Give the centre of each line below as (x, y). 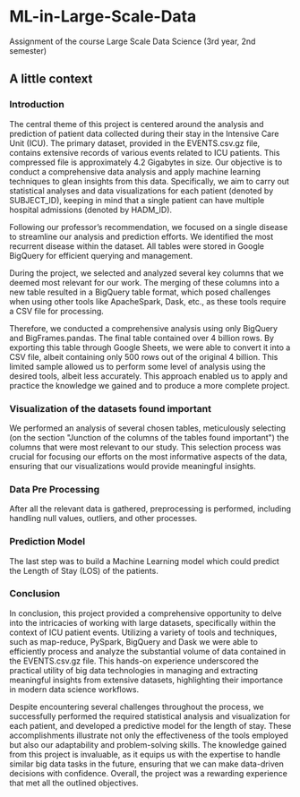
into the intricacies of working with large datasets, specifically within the (142, 622)
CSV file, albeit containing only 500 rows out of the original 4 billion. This (144, 356)
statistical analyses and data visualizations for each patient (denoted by (141, 191)
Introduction (37, 105)
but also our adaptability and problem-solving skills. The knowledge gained (148, 744)
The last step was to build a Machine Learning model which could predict (144, 561)
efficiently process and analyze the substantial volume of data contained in (148, 651)
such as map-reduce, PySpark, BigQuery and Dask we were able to (133, 641)
